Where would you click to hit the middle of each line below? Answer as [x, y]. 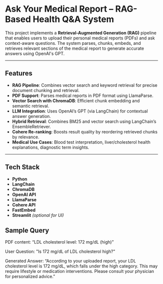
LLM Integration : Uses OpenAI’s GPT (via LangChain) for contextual [80, 111]
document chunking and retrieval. [46, 90]
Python [20, 179]
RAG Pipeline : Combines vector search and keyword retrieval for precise [85, 85]
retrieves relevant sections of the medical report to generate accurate [74, 48]
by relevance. [26, 137]
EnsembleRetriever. [31, 126]
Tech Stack [22, 167]
